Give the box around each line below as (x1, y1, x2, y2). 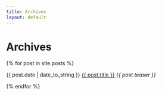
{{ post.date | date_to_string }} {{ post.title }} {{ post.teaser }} (6, 71, 156, 78)
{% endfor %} (6, 83, 40, 90)
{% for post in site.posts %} (6, 60, 74, 67)
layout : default (6, 14, 46, 20)
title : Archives (6, 8, 46, 15)
